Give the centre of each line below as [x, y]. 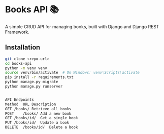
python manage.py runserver [34, 87]
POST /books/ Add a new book [38, 113]
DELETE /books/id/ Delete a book [42, 127]
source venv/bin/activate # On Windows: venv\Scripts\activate [72, 73]
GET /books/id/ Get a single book [42, 118]
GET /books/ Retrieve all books [38, 109]
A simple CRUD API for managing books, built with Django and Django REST [82, 26]
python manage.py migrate [32, 82]
